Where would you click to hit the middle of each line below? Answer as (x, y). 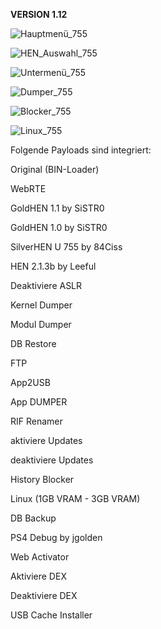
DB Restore (33, 343)
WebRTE (28, 188)
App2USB (30, 382)
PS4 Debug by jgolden (56, 537)
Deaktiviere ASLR (46, 285)
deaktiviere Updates (52, 460)
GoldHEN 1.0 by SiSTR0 (59, 227)
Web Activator (40, 557)
